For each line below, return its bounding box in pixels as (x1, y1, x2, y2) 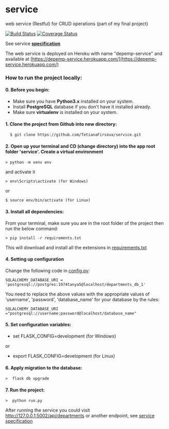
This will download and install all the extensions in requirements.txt (5, 244, 147, 250)
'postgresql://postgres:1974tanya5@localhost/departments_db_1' (5, 282, 146, 287)
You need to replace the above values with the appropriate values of (5, 291, 150, 297)
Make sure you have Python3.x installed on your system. (12, 99, 134, 105)
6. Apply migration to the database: (5, 364, 83, 371)
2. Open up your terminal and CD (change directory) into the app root (5, 143, 156, 149)
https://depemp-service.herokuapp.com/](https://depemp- (32, 55, 157, 62)
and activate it (5, 169, 35, 175)
